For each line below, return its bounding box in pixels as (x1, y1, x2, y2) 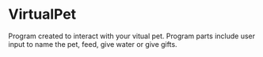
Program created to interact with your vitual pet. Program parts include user (8, 31, 256, 41)
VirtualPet (8, 5, 77, 23)
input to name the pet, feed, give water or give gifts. (8, 39, 177, 48)
